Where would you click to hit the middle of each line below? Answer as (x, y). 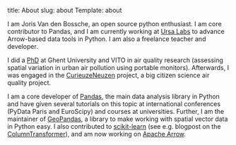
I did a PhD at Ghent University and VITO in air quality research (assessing (116, 60)
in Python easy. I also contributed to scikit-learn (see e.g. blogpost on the (114, 126)
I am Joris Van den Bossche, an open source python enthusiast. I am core (114, 24)
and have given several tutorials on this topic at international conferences (114, 104)
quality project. (29, 83)
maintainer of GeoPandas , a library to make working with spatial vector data (118, 119)
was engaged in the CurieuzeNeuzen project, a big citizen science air (108, 75)
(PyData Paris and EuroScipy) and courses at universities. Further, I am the (116, 111)
